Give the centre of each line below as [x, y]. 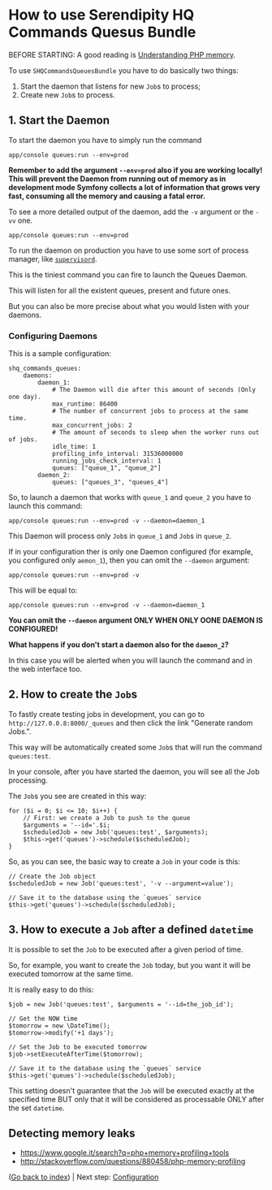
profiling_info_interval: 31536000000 [117, 454]
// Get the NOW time [43, 1018]
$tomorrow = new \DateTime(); [60, 1026]
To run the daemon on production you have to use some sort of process [129, 250]
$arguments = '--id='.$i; [67, 825]
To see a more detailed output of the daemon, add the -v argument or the [131, 211]
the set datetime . [37, 1108]
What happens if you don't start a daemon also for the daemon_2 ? [119, 645]
